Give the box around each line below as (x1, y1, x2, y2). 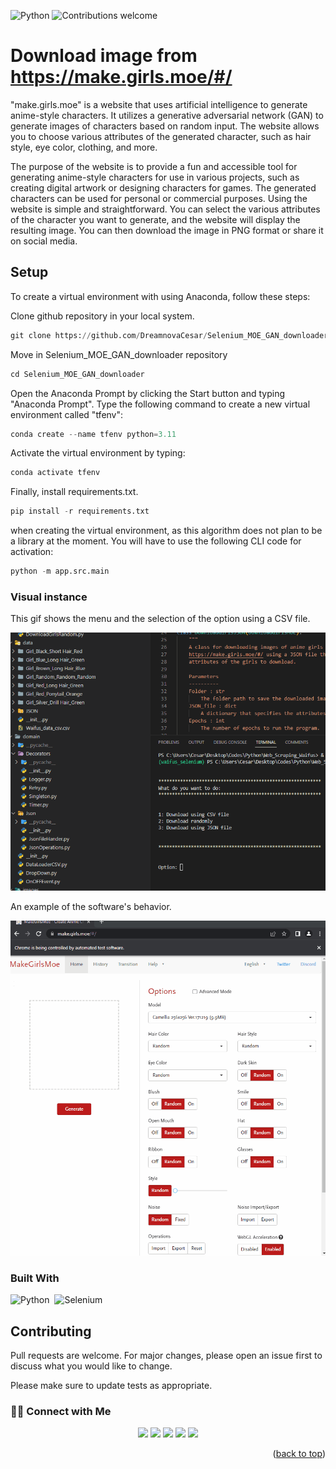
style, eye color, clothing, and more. (10, 141, 158, 153)
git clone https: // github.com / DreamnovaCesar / (10, 330, 208, 340)
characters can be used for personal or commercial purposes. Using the (10, 192, 308, 204)
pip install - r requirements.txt (10, 506, 150, 517)
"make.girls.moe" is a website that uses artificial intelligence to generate (10, 98, 308, 110)
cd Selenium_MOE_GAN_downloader (10, 369, 145, 379)
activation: (10, 546, 54, 558)
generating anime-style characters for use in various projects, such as (10, 171, 300, 183)
